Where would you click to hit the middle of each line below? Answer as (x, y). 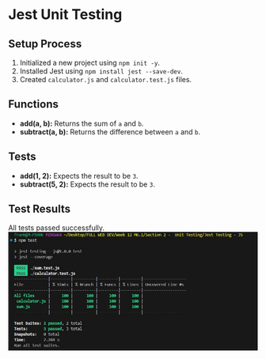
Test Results (40, 209)
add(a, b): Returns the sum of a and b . (82, 123)
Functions (34, 104)
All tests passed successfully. (57, 228)
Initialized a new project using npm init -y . (90, 62)
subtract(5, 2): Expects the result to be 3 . (87, 184)
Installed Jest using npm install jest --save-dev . (101, 71)
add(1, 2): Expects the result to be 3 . (79, 176)
